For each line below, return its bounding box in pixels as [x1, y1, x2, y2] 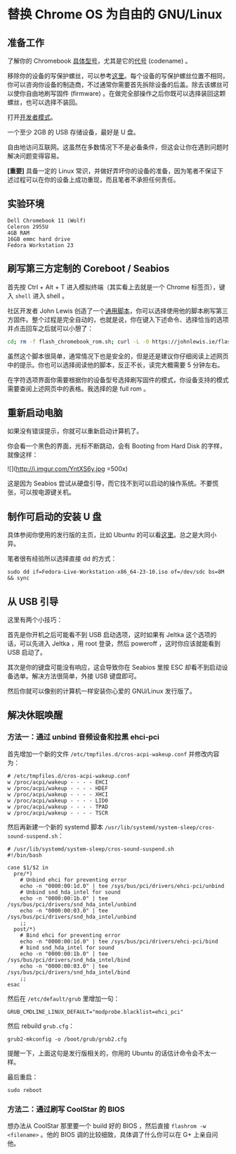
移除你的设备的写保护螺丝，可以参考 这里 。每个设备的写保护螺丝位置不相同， [7, 72, 229, 80]
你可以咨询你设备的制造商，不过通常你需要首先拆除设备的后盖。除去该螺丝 [7, 80, 223, 89]
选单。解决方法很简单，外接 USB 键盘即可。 [13, 672, 140, 680]
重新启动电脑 [7, 406, 63, 419]
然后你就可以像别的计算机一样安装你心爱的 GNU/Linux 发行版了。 [7, 686, 197, 695]
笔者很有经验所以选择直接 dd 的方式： [7, 554, 117, 563]
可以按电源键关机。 [19, 488, 75, 496]
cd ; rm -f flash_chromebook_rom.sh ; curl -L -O [7, 338, 150, 345]
